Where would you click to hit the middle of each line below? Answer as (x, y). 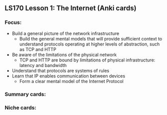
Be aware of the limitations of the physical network (64, 54)
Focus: (13, 22)
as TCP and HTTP (38, 49)
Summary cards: (25, 94)
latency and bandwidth (43, 65)
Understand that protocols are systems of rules (60, 70)
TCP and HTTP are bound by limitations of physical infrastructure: (87, 60)
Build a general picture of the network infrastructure (65, 33)
